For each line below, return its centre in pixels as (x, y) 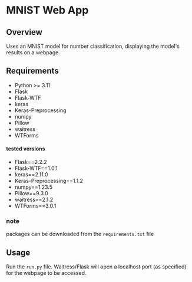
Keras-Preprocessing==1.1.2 (49, 181)
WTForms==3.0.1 (35, 206)
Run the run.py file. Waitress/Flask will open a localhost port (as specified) (96, 267)
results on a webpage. (33, 53)
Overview (24, 32)
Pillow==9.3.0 (31, 194)
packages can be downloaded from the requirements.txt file (80, 234)
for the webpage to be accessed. (46, 273)
